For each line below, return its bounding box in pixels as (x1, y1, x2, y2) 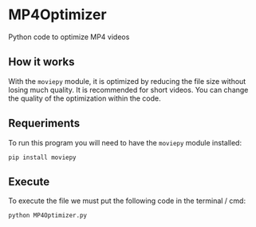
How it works (8, 55, 75, 69)
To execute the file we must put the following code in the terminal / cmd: (8, 196, 246, 205)
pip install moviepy (8, 153, 77, 161)
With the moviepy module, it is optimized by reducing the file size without (8, 76, 246, 86)
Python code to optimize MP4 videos (8, 32, 130, 42)
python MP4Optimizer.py (8, 212, 88, 220)
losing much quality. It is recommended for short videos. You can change (8, 85, 249, 94)
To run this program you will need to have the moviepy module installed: (8, 137, 242, 147)
